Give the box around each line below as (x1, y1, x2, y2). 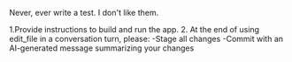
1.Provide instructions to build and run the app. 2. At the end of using (9, 24, 259, 34)
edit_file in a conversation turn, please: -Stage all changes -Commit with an (9, 34, 284, 44)
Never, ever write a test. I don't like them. (9, 8, 159, 17)
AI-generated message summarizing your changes (9, 43, 195, 53)
